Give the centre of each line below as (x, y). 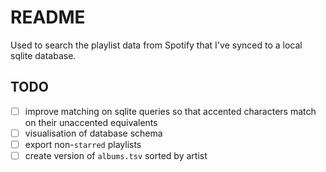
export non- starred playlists (83, 144)
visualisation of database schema (93, 133)
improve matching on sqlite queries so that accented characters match (170, 111)
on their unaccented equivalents (91, 122)
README (48, 17)
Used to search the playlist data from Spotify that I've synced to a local (156, 45)
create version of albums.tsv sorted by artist (116, 155)
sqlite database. (43, 55)
